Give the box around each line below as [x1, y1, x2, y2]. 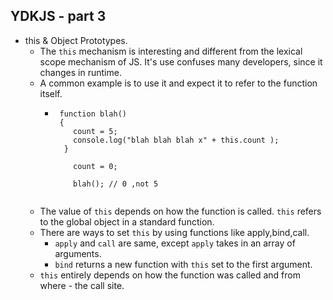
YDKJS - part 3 [10, 8, 107, 25]
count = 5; [73, 126, 118, 136]
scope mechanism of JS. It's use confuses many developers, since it [39, 55, 323, 68]
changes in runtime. [39, 66, 122, 78]
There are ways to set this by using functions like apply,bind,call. [39, 226, 310, 238]
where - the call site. [39, 279, 125, 291]
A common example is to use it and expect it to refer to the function [39, 77, 318, 89]
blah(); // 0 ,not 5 [73, 179, 159, 189]
